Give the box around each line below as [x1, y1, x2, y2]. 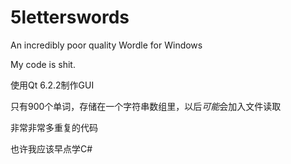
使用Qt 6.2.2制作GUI [10, 79, 95, 91]
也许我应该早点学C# [10, 142, 93, 155]
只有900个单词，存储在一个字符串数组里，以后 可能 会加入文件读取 [10, 100, 282, 112]
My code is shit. [10, 58, 76, 70]
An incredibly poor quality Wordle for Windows [10, 39, 203, 51]
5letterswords [10, 6, 130, 29]
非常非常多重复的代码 [10, 121, 98, 133]
